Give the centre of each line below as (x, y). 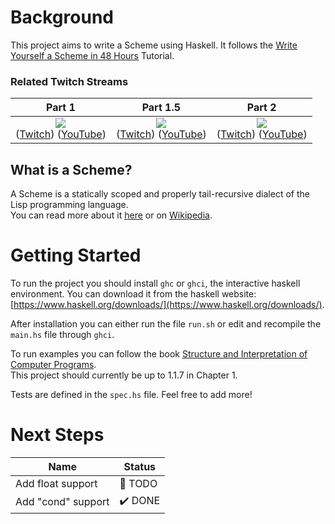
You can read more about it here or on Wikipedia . (111, 215)
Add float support (56, 483)
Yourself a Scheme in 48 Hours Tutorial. (92, 55)
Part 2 (261, 108)
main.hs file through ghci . (62, 334)
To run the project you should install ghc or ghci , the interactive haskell (155, 283)
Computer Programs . (53, 364)
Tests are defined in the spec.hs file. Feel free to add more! (131, 394)
